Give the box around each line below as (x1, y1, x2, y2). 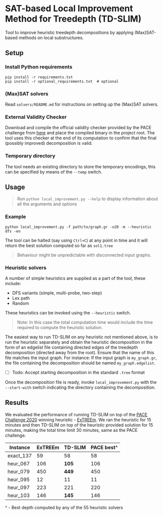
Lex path (12, 295, 30, 301)
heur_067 (7, 460, 30, 467)
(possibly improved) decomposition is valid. (5, 140, 93, 146)
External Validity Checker (5, 113, 67, 120)
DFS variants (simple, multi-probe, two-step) (12, 290, 102, 296)
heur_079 (7, 468, 30, 475)
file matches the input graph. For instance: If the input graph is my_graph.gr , (5, 355, 157, 360)
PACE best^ (90, 444, 118, 450)
